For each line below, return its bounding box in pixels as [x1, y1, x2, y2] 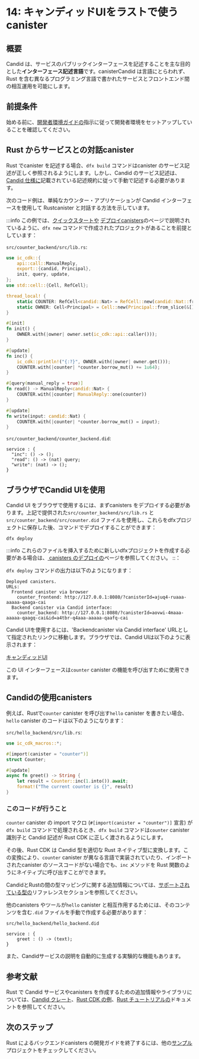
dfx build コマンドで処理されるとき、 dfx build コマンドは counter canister [6, 826, 190, 834]
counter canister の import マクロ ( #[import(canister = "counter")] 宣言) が [6, 819, 193, 826]
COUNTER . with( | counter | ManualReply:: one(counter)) [17, 392, 147, 397]
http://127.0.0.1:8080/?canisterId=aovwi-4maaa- [62, 610, 184, 616]
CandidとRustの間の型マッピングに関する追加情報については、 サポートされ [6, 882, 190, 889]
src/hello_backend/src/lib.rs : [6, 729, 82, 736]
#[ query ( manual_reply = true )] [6, 380, 84, 386]
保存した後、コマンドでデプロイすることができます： [26, 524, 157, 531]
